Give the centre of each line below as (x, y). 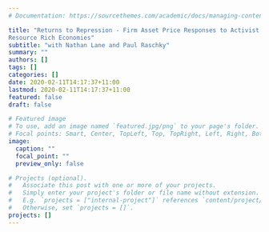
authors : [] (28, 60)
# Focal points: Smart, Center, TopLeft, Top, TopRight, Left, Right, (128, 134)
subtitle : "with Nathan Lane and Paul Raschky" (89, 45)
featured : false (35, 97)
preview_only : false (50, 164)
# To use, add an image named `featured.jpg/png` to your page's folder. (134, 126)
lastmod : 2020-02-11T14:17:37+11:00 (69, 90)
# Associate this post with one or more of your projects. (112, 186)
